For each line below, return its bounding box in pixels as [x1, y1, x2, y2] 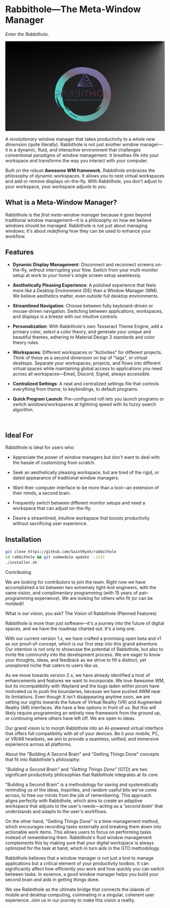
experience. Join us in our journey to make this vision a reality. [5, 897, 136, 903]
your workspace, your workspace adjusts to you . [5, 184, 107, 190]
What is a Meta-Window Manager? [5, 198, 117, 207]
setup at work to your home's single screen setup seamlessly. [12, 272, 142, 278]
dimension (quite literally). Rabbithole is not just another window [5, 141, 139, 148]
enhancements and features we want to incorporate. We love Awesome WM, [5, 677, 165, 683]
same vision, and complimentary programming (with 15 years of [5, 590, 138, 596]
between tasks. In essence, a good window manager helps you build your [5, 871, 159, 877]
